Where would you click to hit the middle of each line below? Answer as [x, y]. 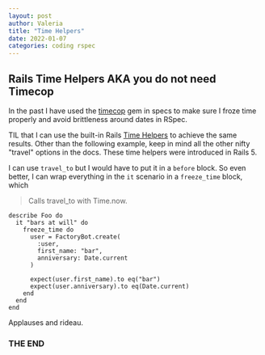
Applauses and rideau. [46, 322]
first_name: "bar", [70, 251]
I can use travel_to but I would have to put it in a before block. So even [127, 167]
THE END [27, 343]
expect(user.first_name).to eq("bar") [95, 279]
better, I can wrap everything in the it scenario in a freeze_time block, [126, 176]
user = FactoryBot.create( [75, 237]
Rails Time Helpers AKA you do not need [112, 79]
